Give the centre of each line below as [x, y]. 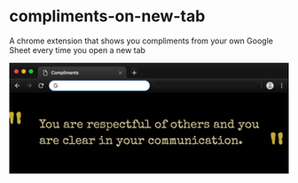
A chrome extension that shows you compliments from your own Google [141, 41]
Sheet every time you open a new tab [78, 50]
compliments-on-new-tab [107, 16]
